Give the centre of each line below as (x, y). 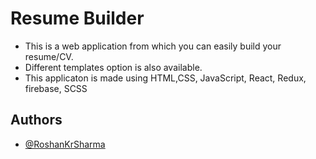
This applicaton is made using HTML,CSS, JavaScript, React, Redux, (165, 78)
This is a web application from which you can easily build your (153, 46)
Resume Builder (77, 18)
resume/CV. (49, 56)
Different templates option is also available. (113, 67)
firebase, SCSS (56, 88)
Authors (36, 120)
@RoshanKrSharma (65, 144)
